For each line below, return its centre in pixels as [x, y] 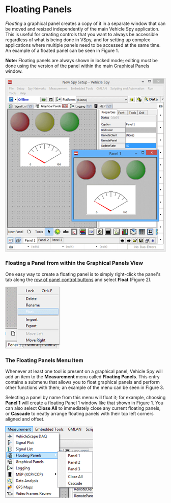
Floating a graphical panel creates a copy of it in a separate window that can [85, 23]
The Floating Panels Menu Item [45, 360]
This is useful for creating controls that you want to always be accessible [82, 34]
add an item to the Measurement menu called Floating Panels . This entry [82, 377]
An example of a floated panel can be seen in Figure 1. [62, 50]
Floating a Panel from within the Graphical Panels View [74, 263]
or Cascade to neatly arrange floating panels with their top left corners [79, 414]
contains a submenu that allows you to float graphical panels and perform [83, 382]
